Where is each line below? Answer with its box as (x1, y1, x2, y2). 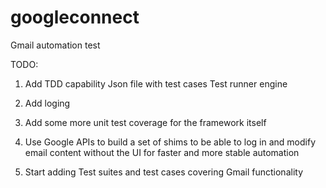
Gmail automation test (10, 39, 101, 51)
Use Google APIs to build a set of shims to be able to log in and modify (24, 136, 317, 148)
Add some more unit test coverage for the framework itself (24, 116, 267, 128)
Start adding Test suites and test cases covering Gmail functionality (24, 166, 304, 178)
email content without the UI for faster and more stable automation (24, 146, 300, 158)
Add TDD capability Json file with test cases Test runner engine (24, 77, 288, 90)
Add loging (24, 97, 71, 109)
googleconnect (10, 6, 140, 29)
